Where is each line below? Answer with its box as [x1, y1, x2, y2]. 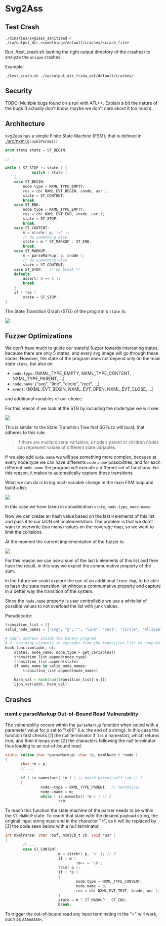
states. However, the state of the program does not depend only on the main [5, 356, 161, 362]
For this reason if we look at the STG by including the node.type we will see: [5, 405, 160, 412]
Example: [5, 64, 24, 69]
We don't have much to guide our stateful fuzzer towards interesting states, [5, 345, 159, 351]
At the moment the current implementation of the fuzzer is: [5, 539, 125, 545]
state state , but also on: [5, 361, 54, 367]
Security [5, 87, 32, 95]
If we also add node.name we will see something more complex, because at [5, 454, 157, 460]
